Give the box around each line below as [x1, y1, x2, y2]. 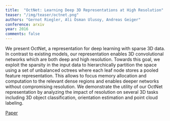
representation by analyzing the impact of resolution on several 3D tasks [5, 89, 159, 95]
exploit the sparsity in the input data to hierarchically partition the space [5, 62, 157, 68]
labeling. [5, 100, 24, 106]
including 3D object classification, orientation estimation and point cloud [5, 94, 158, 100]
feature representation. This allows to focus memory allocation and [5, 73, 147, 78]
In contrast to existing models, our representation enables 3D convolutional [5, 51, 164, 57]
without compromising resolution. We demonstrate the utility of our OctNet [5, 84, 163, 90]
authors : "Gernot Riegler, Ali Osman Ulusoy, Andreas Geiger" [5, 17, 141, 22]
